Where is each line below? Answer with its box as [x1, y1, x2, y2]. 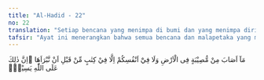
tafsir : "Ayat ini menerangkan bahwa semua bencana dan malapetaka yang [8, 33, 251, 42]
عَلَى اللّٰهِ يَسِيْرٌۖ [8, 64, 59, 73]
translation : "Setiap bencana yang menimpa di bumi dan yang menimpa [8, 26, 241, 34]
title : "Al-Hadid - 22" [8, 11, 86, 20]
